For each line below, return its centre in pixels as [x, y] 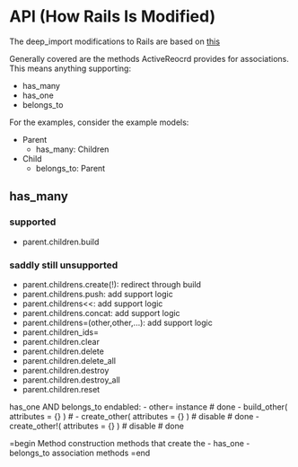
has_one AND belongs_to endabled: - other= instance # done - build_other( [149, 407]
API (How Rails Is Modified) [113, 17]
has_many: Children [72, 149]
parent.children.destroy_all [71, 380]
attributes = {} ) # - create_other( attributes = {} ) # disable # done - [135, 416]
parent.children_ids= [61, 332]
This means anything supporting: [70, 68]
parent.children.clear [61, 341]
